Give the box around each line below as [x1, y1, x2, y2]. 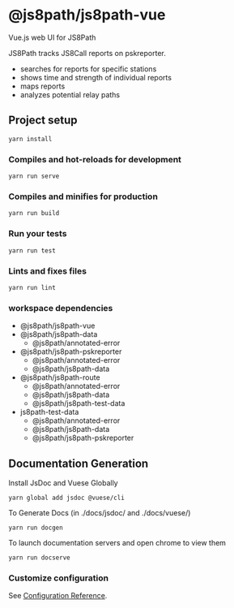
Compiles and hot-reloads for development [8, 153, 182, 165]
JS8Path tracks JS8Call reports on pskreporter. [8, 48, 166, 58]
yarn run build [8, 209, 60, 218]
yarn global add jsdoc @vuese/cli [8, 494, 126, 502]
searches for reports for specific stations [19, 63, 157, 74]
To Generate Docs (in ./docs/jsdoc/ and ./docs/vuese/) [8, 508, 191, 518]
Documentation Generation [8, 456, 149, 470]
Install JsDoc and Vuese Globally [8, 478, 119, 488]
